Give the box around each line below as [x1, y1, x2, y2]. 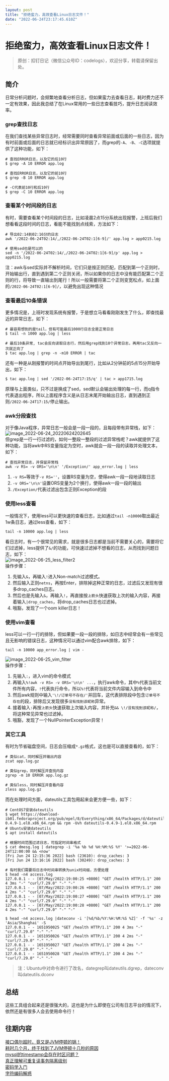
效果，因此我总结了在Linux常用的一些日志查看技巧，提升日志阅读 [18, 101, 153, 107]
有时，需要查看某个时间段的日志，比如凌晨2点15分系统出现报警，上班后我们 [5, 215, 162, 221]
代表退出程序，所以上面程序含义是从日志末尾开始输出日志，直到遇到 [5, 392, 146, 398]
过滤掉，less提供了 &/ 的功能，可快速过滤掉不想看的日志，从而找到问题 [9, 545, 155, 551]
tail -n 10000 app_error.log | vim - [5, 647, 84, 652]
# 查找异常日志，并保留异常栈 [5, 460, 59, 465]
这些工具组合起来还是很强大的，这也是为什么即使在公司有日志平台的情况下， [5, 1002, 164, 1008]
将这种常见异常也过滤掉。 [12, 711, 66, 717]
